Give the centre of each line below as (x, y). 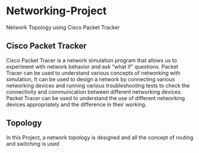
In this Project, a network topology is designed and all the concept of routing (100, 137)
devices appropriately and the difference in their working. (76, 104)
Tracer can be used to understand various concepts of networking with (93, 73)
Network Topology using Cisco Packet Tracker (63, 27)
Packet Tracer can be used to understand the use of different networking (96, 98)
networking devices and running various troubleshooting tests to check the (98, 85)
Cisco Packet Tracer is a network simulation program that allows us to (91, 60)
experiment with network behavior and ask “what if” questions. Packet (92, 66)
